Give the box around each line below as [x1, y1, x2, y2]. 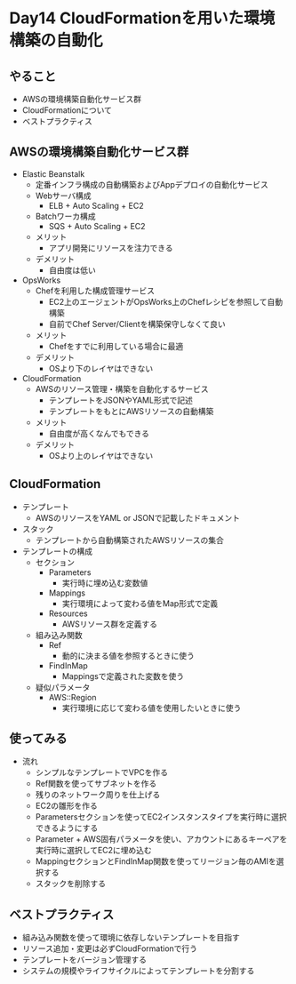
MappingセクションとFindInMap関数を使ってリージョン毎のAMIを [35, 856, 277, 867]
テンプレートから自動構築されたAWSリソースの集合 [35, 534, 225, 545]
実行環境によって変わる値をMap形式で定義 [61, 597, 219, 609]
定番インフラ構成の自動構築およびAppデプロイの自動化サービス [35, 179, 268, 189]
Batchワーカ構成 [35, 211, 96, 221]
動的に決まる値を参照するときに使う [61, 650, 196, 660]
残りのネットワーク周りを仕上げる [35, 789, 161, 800]
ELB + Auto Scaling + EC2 [48, 200, 144, 211]
